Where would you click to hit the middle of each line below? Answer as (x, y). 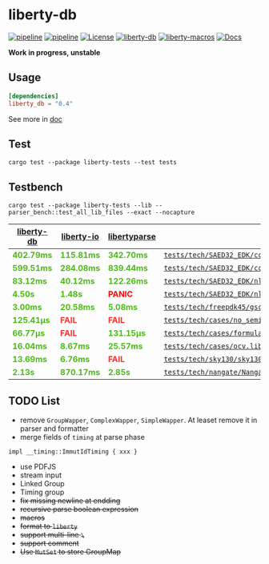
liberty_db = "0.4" (41, 103)
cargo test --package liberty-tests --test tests (93, 163)
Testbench (36, 187)
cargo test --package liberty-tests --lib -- (85, 206)
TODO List (34, 401)
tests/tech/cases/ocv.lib (213, 346)
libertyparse (132, 236)
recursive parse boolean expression (79, 509)
